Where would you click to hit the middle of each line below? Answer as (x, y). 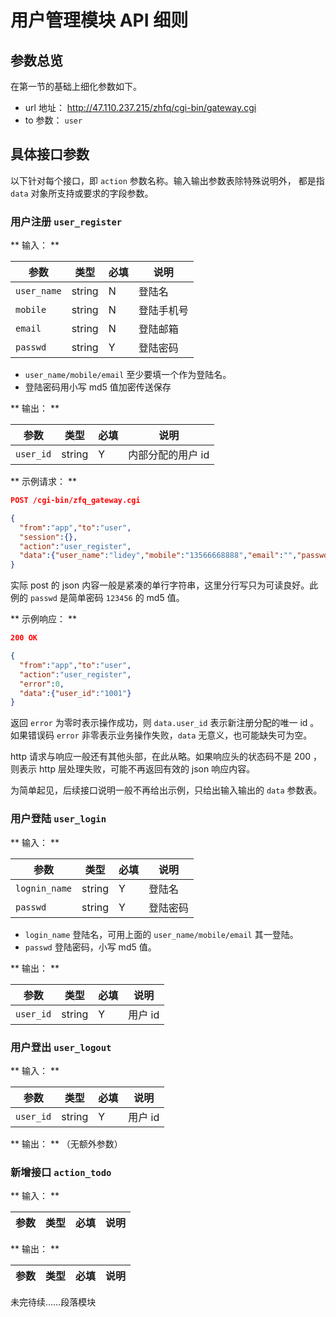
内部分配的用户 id (169, 455)
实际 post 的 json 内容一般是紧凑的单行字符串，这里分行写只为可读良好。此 (164, 585)
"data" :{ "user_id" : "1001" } (75, 693)
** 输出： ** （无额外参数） (66, 1143)
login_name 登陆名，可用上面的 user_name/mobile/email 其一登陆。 (161, 934)
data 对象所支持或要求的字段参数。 (82, 193)
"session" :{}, (48, 537)
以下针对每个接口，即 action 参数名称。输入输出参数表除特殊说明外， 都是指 (167, 180)
